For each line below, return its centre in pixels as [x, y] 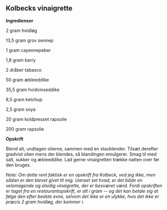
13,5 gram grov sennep [30, 40]
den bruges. [18, 165]
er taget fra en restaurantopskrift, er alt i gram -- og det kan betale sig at [82, 191]
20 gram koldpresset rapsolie [36, 119]
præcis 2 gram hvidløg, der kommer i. [45, 202]
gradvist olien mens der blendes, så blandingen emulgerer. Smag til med [81, 154]
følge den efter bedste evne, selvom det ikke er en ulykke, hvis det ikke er [82, 196]
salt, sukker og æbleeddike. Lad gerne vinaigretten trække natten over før [83, 159]
